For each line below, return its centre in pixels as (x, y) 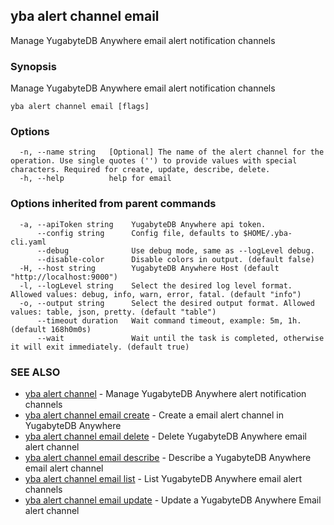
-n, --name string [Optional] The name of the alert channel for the (172, 152)
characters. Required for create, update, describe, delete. (140, 170)
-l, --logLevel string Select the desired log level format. (156, 285)
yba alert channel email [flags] (80, 107)
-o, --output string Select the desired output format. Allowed (167, 303)
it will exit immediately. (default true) (100, 347)
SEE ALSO (35, 372)
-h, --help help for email (95, 179)
